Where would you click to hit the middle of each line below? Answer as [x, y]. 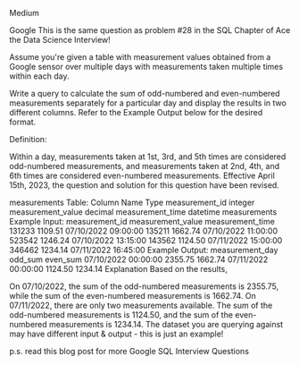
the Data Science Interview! [60, 40]
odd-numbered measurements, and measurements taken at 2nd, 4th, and [144, 166]
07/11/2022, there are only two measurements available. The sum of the [141, 305]
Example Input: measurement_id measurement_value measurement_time [142, 221]
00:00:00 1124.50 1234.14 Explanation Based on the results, [118, 269]
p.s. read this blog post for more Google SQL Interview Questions [129, 351]
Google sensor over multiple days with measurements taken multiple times [146, 67]
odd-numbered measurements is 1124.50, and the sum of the [121, 315]
